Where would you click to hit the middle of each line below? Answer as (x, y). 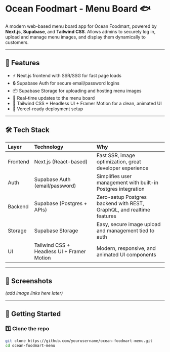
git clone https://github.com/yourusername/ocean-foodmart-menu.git (79, 341)
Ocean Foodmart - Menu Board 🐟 (78, 9)
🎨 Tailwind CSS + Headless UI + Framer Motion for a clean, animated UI (87, 103)
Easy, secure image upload (129, 224)
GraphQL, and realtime (123, 209)
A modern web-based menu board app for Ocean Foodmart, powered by (81, 26)
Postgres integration (121, 189)
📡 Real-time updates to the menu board (54, 98)
